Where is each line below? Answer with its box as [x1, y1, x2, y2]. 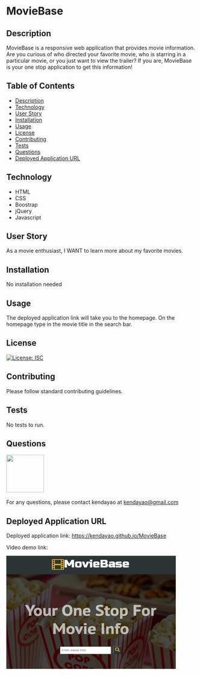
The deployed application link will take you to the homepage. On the [6, 314, 175, 322]
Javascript [14, 214, 42, 221]
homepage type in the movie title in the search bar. [6, 321, 133, 328]
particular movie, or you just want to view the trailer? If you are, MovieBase [6, 57, 192, 64]
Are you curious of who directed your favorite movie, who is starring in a [6, 51, 186, 58]
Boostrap [14, 201, 38, 208]
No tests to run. [6, 421, 45, 428]
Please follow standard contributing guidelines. [6, 387, 123, 395]
